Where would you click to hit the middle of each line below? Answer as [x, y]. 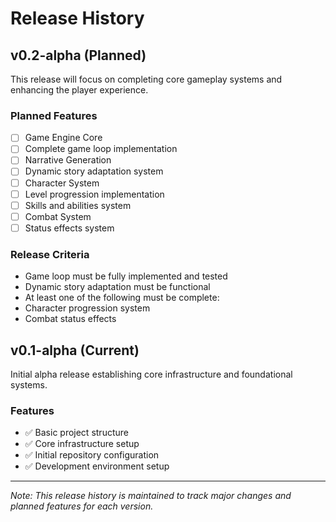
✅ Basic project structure [76, 433]
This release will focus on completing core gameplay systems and [146, 79]
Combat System [58, 216]
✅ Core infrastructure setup [82, 444]
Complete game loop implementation [101, 149]
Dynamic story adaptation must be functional [117, 287]
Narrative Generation [68, 160]
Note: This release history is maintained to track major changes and [151, 496]
